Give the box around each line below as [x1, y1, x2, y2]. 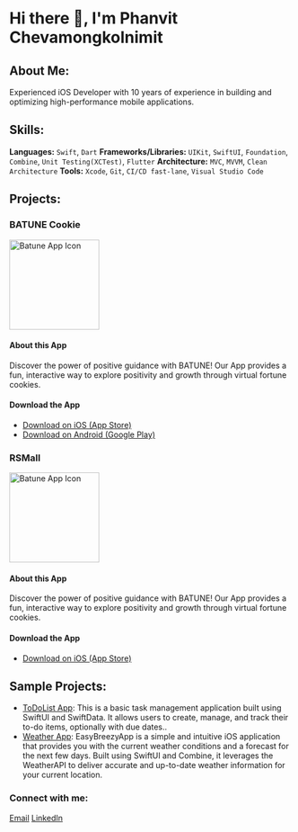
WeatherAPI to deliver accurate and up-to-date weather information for [22, 760, 285, 771]
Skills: [9, 122, 45, 138]
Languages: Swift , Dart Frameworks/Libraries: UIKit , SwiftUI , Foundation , [9, 146, 289, 157]
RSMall [9, 452, 41, 464]
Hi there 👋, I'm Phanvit [9, 8, 179, 29]
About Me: [9, 63, 70, 78]
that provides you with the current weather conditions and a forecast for [22, 741, 289, 752]
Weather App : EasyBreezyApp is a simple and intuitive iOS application [22, 731, 281, 742]
